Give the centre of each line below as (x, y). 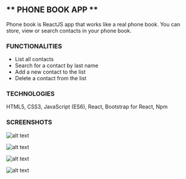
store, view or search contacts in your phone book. (69, 31)
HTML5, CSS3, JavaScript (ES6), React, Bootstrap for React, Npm (87, 107)
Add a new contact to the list (50, 72)
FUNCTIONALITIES (34, 46)
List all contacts (34, 59)
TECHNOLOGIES (31, 94)
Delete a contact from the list (51, 78)
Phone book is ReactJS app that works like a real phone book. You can (93, 24)
